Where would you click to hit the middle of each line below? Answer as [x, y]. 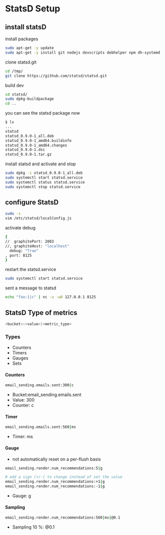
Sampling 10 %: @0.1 [33, 527]
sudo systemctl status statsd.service [45, 182]
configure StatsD [32, 202]
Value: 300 [23, 400]
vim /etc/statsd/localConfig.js [38, 218]
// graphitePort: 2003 [30, 242]
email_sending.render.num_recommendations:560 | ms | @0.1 [63, 518]
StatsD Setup [33, 9]
